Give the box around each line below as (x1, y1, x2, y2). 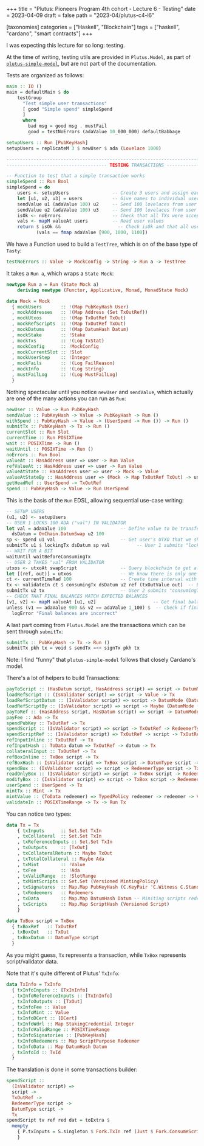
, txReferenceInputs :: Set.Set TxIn (17, 839, 113, 845)
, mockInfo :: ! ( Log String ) (12, 366, 104, 372)
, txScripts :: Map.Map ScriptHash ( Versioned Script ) (17, 901, 170, 907)
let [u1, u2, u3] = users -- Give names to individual (17, 195, 186, 201)
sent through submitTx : (6, 628, 64, 635)
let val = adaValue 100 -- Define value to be (6, 526, 178, 532)
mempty (12, 1123, 29, 1129)
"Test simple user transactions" (22, 100, 107, 106)
